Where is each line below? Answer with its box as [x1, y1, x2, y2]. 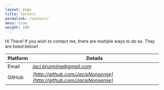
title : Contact [5, 12, 36, 16]
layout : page [5, 7, 32, 12]
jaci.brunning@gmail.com [32, 63, 92, 70]
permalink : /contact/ [5, 16, 49, 21]
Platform [7, 55, 28, 62]
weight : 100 [5, 25, 29, 30]
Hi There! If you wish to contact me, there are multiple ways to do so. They [5, 38, 155, 44]
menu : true [5, 20, 27, 26]
